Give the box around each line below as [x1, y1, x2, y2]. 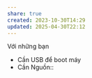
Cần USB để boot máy [17, 56, 82, 64]
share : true [7, 10, 42, 17]
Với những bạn [7, 42, 49, 51]
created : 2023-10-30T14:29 [7, 17, 86, 24]
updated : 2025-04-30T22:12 [7, 23, 86, 30]
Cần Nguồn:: [17, 63, 54, 72]
